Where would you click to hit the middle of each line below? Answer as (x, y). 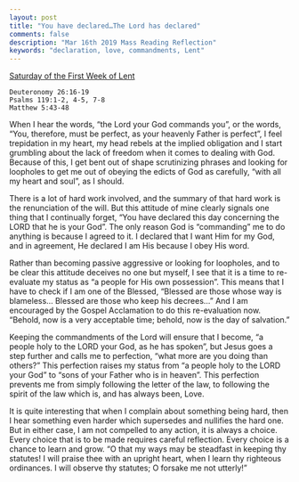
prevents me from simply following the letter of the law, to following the (139, 385)
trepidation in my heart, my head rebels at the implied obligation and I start (146, 143)
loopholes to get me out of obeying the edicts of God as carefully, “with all (145, 172)
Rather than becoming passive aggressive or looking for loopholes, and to (145, 263)
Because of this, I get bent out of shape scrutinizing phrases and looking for (149, 162)
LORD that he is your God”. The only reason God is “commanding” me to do (147, 227)
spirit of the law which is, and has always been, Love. (107, 394)
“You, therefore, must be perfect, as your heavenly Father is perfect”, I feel (146, 134)
